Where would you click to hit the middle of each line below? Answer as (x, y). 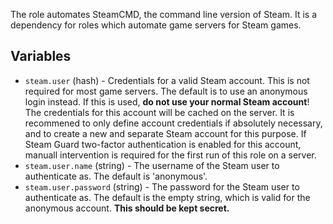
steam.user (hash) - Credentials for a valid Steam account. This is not (167, 80)
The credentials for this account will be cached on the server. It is (159, 112)
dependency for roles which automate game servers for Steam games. (156, 25)
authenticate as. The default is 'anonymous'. (116, 176)
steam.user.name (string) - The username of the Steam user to (152, 165)
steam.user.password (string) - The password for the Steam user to (162, 186)
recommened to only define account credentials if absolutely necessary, (173, 123)
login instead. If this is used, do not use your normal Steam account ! (167, 101)
